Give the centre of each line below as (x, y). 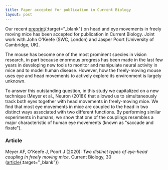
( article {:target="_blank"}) (32, 162)
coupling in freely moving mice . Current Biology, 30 (58, 157)
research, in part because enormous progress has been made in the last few (84, 59)
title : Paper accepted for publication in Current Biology (68, 10)
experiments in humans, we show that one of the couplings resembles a (79, 117)
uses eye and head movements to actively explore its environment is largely (83, 75)
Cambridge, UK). (23, 44)
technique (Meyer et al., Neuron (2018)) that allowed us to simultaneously (81, 96)
